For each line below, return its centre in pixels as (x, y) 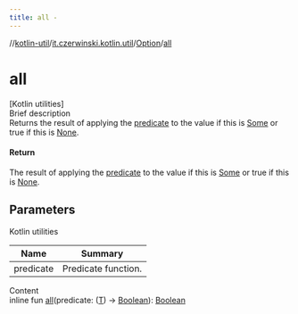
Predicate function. (102, 269)
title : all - (33, 17)
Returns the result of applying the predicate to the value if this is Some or (144, 122)
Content (24, 290)
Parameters (42, 210)
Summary (102, 253)
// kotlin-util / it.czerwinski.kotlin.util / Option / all (91, 43)
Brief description (40, 113)
